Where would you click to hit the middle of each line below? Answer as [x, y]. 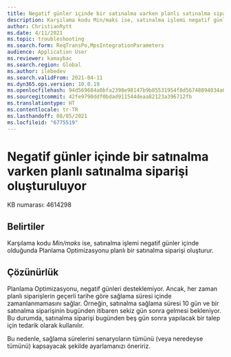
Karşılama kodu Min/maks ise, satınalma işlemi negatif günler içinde [103, 243]
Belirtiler [26, 226]
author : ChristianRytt [40, 26]
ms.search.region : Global [44, 65]
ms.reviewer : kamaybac [40, 59]
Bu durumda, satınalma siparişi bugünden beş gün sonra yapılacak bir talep [114, 318]
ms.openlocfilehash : [37, 90]
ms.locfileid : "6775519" [43, 122]
